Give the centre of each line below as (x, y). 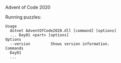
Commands (14, 48)
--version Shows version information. (60, 44)
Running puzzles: (23, 17)
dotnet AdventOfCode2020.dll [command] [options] (63, 31)
